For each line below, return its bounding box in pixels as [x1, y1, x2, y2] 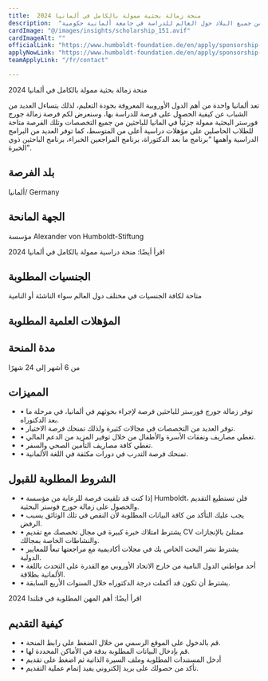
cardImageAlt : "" [8, 33, 66, 42]
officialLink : [8, 41, 56, 49]
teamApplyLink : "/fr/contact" [8, 57, 109, 65]
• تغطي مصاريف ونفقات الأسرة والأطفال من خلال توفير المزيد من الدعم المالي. [19, 432, 257, 442]
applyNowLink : [8, 49, 56, 57]
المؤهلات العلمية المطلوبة [8, 314, 121, 328]
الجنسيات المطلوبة [8, 270, 91, 283]
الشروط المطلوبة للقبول [8, 472, 116, 486]
